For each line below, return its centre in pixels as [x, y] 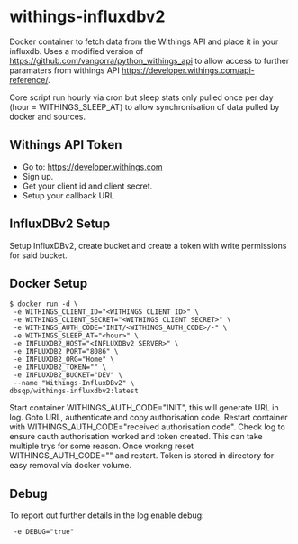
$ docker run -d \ [44, 304]
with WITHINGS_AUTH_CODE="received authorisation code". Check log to [147, 427]
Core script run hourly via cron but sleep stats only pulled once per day [141, 97]
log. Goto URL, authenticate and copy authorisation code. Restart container [149, 418]
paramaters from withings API [64, 70]
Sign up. [38, 176]
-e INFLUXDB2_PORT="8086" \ [66, 352]
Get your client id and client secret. [87, 186]
